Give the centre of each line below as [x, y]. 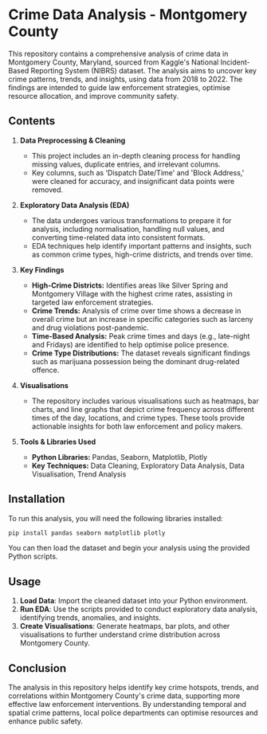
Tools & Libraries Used [58, 442]
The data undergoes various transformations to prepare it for [132, 220]
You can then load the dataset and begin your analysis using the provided [129, 548]
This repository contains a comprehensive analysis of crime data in [118, 53]
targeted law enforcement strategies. [92, 302]
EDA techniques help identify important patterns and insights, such [141, 245]
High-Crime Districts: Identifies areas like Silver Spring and [130, 285]
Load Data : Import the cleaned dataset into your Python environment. [134, 601]
